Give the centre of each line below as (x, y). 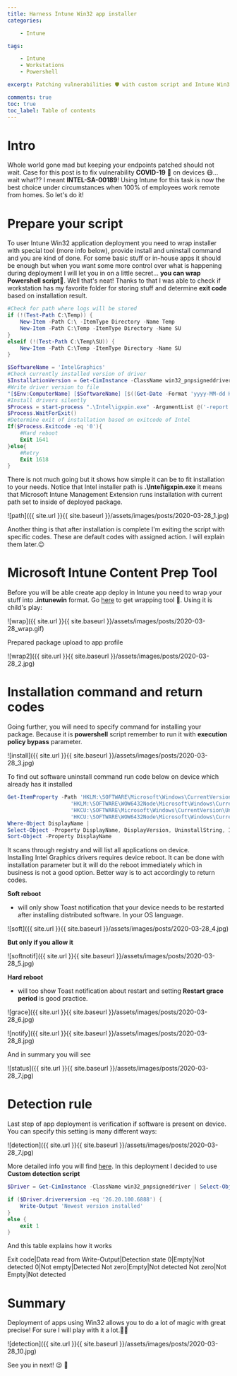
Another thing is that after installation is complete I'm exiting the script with (116, 529)
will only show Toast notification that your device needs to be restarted (121, 907)
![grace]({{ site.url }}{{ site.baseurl (57, 1012)
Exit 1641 (35, 440)
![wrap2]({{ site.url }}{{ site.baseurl (58, 656)
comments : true (30, 97)
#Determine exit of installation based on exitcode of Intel (99, 420)
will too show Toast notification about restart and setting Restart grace (121, 991)
